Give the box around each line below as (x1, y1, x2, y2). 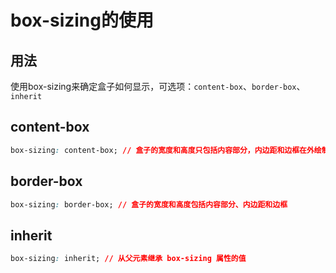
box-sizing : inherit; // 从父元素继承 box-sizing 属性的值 (10, 254, 247, 264)
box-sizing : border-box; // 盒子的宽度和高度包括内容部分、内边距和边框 (10, 199, 288, 210)
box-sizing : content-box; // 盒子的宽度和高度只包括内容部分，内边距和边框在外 (10, 145, 315, 155)
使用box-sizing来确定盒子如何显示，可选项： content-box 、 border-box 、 (10, 81, 306, 92)
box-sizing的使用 (10, 9, 154, 32)
